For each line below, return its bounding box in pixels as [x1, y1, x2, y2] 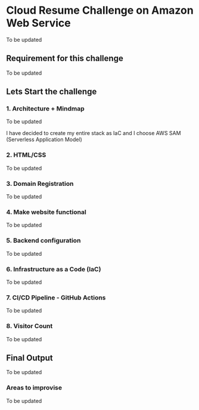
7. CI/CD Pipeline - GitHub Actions [6, 293, 106, 302]
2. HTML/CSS [6, 151, 46, 159]
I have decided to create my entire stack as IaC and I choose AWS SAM [6, 130, 181, 137]
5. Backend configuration [6, 237, 81, 245]
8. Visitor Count [6, 322, 53, 331]
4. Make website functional [6, 207, 86, 216]
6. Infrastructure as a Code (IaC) [6, 265, 101, 273]
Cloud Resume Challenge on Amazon [6, 4, 194, 17]
